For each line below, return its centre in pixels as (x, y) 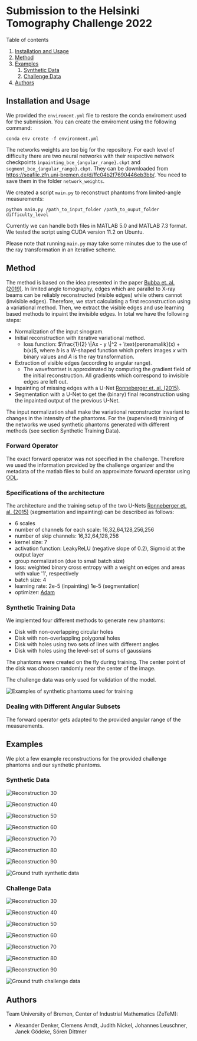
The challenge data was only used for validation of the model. (81, 680)
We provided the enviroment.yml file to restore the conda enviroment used (96, 115)
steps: (14, 320)
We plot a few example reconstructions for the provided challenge (86, 758)
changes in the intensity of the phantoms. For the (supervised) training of (95, 418)
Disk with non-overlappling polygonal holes (67, 638)
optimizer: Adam (35, 592)
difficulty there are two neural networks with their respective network (90, 156)
